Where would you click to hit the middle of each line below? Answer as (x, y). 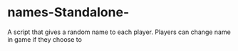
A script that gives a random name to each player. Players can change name (119, 32)
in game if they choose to (45, 39)
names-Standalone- (68, 12)
